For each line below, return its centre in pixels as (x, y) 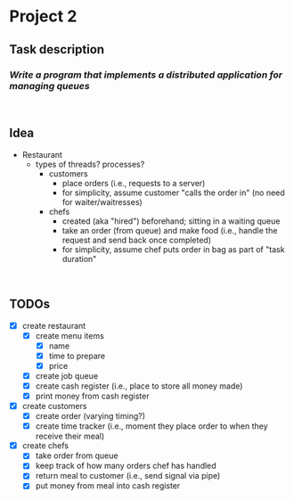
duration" (79, 258)
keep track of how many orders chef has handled (126, 466)
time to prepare (77, 356)
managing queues (50, 86)
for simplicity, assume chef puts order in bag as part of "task (173, 249)
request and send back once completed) (137, 240)
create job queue (67, 375)
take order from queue (77, 455)
